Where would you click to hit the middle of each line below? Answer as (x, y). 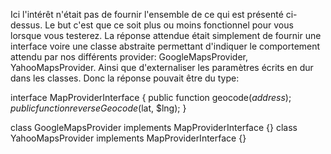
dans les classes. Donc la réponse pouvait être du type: (125, 78)
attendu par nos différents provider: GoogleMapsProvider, (129, 57)
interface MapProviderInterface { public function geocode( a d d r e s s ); (151, 97)
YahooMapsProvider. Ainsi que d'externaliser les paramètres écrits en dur (162, 67)
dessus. (26, 25)
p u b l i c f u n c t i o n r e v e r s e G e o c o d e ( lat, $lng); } (98, 108)
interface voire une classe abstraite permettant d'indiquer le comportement (165, 46)
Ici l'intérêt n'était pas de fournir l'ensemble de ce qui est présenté (147, 14)
